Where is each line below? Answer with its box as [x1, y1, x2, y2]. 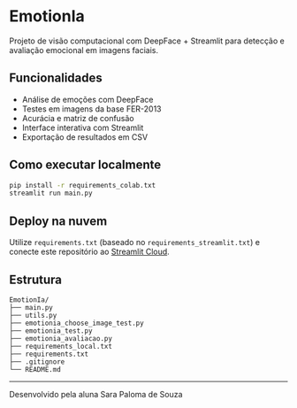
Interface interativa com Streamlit [21, 122, 144, 133]
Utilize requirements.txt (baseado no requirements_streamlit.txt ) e [9, 237, 261, 248]
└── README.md [9, 365, 62, 373]
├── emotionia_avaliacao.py [9, 334, 113, 343]
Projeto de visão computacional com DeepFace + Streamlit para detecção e [9, 35, 285, 46]
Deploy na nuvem [9, 213, 108, 228]
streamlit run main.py [9, 189, 93, 198]
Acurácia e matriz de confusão [21, 112, 134, 123]
